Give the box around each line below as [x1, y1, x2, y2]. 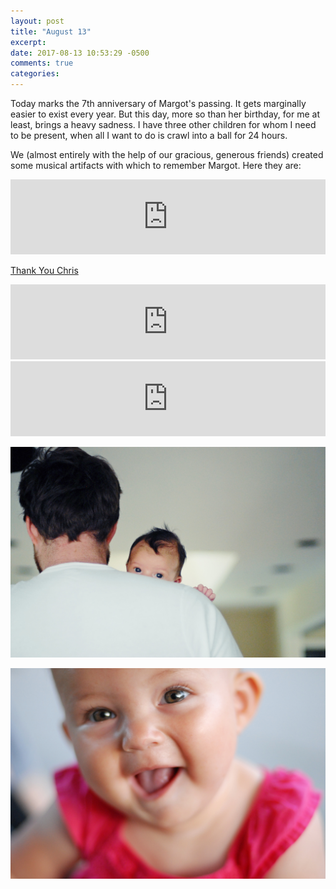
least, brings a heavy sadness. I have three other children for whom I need [10, 119, 317, 130]
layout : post [10, 16, 65, 26]
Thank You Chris [10, 265, 79, 276]
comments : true [10, 58, 74, 69]
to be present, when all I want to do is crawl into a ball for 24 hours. [10, 130, 288, 141]
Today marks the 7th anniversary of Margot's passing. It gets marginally [10, 98, 307, 109]
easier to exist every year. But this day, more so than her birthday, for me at [10, 108, 320, 120]
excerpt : [10, 37, 47, 47]
